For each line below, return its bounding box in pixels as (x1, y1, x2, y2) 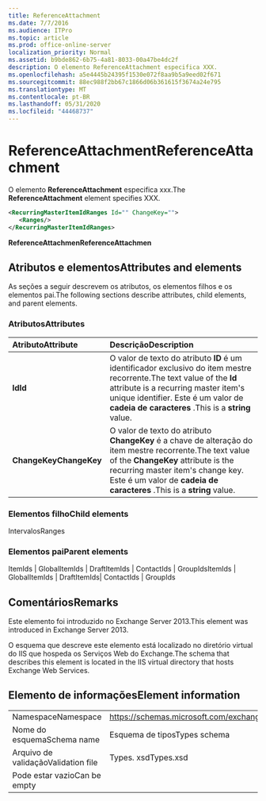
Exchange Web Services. (8, 666, 90, 676)
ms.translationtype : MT (8, 85, 87, 94)
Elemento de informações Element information (8, 688, 241, 703)
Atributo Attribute (12, 339, 78, 350)
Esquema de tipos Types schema (109, 729, 230, 740)
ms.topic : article (8, 33, 69, 42)
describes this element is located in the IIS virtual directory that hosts (8, 657, 234, 667)
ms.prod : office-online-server (8, 41, 112, 49)
